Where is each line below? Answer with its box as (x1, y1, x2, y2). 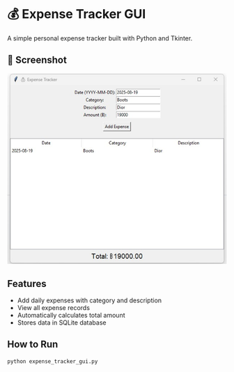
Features (7, 277, 47, 290)
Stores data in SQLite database (17, 318, 107, 327)
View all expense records (17, 304, 91, 312)
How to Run (7, 339, 58, 350)
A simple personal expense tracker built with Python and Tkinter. (7, 33, 193, 42)
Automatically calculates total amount (17, 311, 125, 320)
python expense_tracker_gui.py (7, 357, 98, 365)
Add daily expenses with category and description (17, 296, 162, 304)
